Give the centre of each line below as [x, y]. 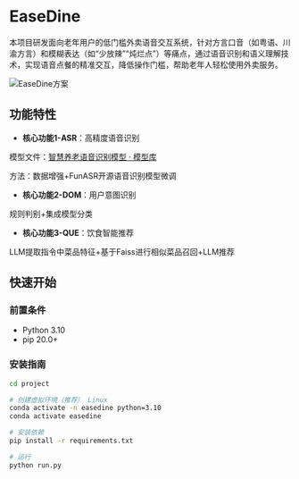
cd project [29, 383]
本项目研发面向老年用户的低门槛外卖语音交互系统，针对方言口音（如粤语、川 [150, 42]
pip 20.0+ [40, 340]
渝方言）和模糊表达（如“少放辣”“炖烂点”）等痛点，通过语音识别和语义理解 [145, 53]
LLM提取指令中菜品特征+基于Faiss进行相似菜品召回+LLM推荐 [122, 251]
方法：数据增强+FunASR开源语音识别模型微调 [93, 175]
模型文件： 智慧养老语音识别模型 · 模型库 [83, 156]
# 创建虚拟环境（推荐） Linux [59, 399]
